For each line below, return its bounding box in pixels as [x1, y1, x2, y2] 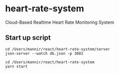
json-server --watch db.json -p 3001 [5, 51, 84, 56]
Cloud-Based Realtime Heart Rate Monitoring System [5, 19, 115, 25]
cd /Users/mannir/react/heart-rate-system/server [5, 46, 111, 52]
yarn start [5, 64, 28, 69]
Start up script [5, 34, 51, 42]
